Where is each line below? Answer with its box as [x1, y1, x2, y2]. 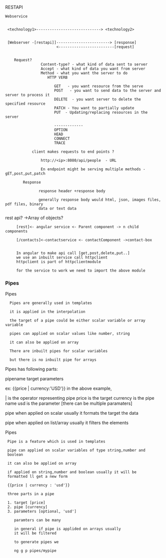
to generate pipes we [14, 540, 59, 545]
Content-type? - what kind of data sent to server [40, 62, 148, 67]
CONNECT [54, 136, 70, 141]
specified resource [5, 101, 46, 106]
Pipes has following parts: [5, 366, 58, 372]
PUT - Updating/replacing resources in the [54, 110, 148, 115]
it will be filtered [14, 531, 57, 536]
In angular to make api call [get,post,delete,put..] [16, 251, 130, 256]
